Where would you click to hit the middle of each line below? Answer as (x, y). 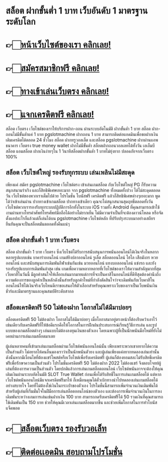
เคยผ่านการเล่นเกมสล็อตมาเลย (30, 336)
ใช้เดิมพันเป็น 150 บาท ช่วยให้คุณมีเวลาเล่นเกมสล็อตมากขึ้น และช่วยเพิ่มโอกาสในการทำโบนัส (81, 402)
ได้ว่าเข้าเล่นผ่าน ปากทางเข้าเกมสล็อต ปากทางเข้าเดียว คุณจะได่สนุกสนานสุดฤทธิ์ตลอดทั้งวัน (79, 201)
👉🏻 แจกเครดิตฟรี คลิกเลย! (50, 114)
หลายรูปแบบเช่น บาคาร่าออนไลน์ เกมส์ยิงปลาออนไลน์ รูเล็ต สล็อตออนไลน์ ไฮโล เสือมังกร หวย (82, 257)
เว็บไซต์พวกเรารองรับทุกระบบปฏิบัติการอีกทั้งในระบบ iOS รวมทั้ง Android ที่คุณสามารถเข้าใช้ (83, 207)
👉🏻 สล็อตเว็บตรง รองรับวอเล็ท (56, 429)
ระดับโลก (20, 22)
